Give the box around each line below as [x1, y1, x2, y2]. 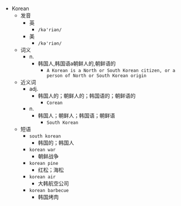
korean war [29, 147, 56, 153]
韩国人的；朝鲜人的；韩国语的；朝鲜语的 [37, 92, 136, 99]
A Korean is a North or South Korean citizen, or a [46, 67, 176, 73]
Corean [46, 100, 63, 106]
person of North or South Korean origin [46, 73, 147, 79]
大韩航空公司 [37, 180, 69, 187]
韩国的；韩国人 [37, 139, 74, 146]
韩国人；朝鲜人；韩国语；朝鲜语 [37, 112, 115, 119]
